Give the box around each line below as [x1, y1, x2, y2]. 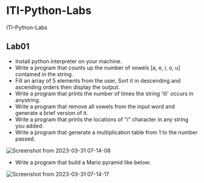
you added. [15, 122, 44, 129]
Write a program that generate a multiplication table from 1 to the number [15, 128, 198, 136]
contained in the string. [15, 71, 73, 78]
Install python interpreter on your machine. [15, 57, 122, 64]
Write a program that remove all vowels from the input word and [15, 103, 175, 110]
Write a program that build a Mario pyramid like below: [15, 159, 151, 166]
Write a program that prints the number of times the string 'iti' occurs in [15, 89, 194, 97]
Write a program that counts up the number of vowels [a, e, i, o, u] [15, 64, 181, 71]
